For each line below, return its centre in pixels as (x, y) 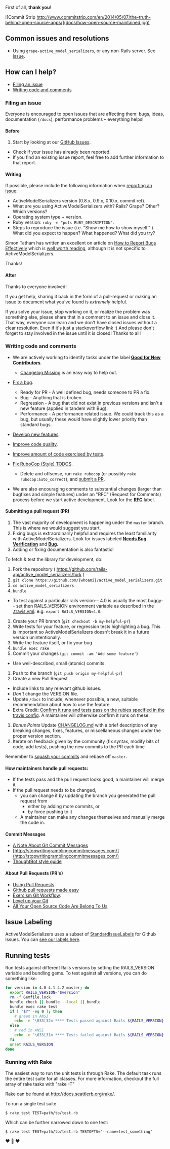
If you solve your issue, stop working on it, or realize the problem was (78, 311)
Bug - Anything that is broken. (51, 397)
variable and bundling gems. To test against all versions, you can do (76, 973)
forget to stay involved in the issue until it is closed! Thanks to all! (73, 333)
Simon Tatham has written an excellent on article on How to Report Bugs (81, 243)
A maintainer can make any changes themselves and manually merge (92, 817)
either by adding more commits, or (64, 807)
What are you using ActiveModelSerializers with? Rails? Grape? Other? (86, 206)
